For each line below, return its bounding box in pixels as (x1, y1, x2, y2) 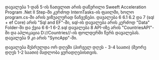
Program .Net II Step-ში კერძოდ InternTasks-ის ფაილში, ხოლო (5, 9, 134, 15)
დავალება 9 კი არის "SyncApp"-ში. (5, 35, 78, 41)
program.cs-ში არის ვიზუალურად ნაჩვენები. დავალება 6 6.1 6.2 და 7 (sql (5, 15, 154, 20)
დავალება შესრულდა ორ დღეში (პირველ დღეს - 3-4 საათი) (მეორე (5, 45, 146, 50)
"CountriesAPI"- (122, 25, 154, 30)
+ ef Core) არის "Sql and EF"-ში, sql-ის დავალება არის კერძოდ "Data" (5, 19, 150, 25)
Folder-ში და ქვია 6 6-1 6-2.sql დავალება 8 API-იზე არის (5, 25, 121, 30)
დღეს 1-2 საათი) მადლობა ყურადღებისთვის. (5, 49, 98, 55)
